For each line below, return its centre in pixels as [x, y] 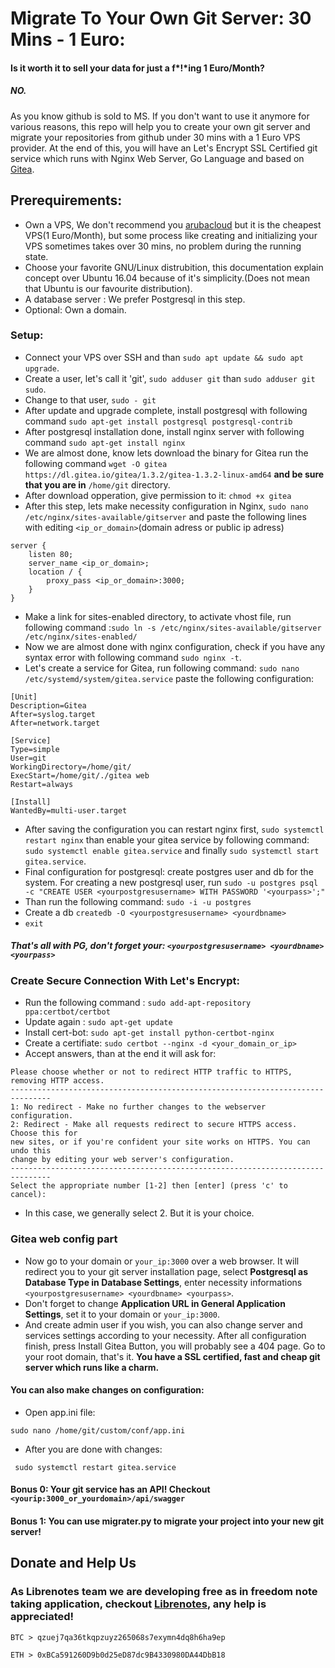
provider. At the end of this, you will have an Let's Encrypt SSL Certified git [164, 148]
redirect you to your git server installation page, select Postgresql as [166, 1271]
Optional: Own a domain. [75, 309]
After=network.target [55, 723]
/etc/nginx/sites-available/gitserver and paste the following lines [165, 516]
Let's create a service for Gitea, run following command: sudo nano [162, 668]
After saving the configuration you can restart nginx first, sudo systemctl [174, 829]
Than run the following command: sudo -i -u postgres [138, 901]
